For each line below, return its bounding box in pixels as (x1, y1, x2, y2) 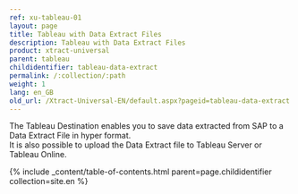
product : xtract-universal (9, 46, 110, 55)
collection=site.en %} (9, 176, 89, 187)
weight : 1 (9, 80, 47, 89)
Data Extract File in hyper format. (9, 131, 132, 141)
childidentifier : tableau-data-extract (9, 63, 158, 72)
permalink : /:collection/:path (9, 72, 126, 80)
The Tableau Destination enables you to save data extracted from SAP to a (9, 121, 284, 131)
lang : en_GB (9, 88, 54, 97)
